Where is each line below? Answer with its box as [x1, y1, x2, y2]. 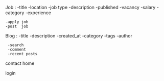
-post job [5, 24, 29, 29]
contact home [5, 60, 35, 66]
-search [7, 43, 24, 48]
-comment [7, 47, 27, 52]
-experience [25, 10, 51, 16]
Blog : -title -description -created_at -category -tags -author [5, 33, 133, 38]
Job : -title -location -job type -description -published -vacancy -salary [5, 5, 156, 10]
